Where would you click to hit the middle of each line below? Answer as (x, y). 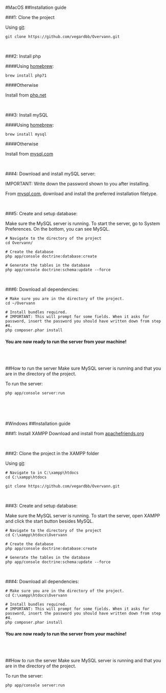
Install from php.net (26, 95)
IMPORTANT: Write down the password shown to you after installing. (77, 184)
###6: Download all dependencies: (42, 289)
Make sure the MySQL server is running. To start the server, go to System (83, 223)
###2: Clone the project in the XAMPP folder (52, 454)
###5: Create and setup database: (41, 213)
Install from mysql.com (29, 154)
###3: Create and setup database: (41, 506)
